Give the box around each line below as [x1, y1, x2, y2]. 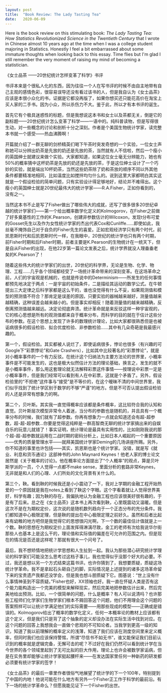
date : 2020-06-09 [5, 16, 46, 21]
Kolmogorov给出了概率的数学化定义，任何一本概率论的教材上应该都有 [18, 610, 161, 616]
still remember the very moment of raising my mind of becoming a [5, 57, 141, 63]
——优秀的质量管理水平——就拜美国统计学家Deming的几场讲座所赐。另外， [5, 439, 161, 445]
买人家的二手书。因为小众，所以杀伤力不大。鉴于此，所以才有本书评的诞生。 [5, 102, 162, 108]
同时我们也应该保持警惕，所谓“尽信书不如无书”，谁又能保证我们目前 [18, 635, 158, 641]
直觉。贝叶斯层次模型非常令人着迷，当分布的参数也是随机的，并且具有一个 [5, 408, 158, 414]
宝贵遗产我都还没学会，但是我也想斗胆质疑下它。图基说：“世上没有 [18, 572, 156, 578]
